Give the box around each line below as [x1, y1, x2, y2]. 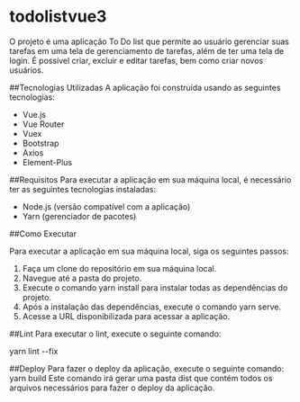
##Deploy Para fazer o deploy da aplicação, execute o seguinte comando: [9, 362, 285, 374]
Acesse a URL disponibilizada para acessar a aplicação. [22, 310, 231, 321]
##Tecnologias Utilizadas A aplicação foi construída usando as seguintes [9, 82, 281, 93]
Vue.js [22, 109, 47, 120]
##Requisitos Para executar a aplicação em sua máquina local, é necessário [9, 174, 292, 185]
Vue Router [22, 119, 65, 130]
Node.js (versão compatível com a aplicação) [22, 201, 191, 212]
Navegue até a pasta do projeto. [22, 272, 142, 283]
